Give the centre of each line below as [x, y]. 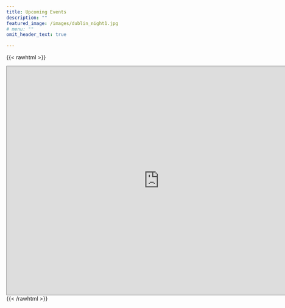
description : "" [27, 18]
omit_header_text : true [37, 35]
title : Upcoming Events [37, 12]
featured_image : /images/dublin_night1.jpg [62, 23]
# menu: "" [20, 29]
